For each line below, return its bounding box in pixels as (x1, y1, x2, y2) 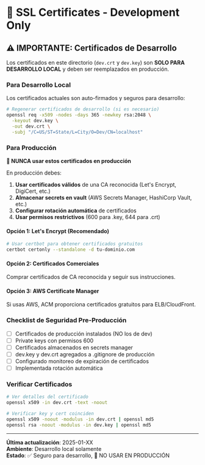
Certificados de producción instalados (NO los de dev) (15, 330, 153, 337)
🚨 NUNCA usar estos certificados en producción (6, 157, 131, 164)
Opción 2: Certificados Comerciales (6, 259, 99, 267)
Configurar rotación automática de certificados (15, 207, 137, 214)
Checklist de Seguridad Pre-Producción (6, 316, 127, 325)
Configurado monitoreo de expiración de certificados (15, 357, 149, 365)
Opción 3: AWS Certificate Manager (6, 287, 99, 295)
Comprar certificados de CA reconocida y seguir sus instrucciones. (6, 273, 176, 281)
